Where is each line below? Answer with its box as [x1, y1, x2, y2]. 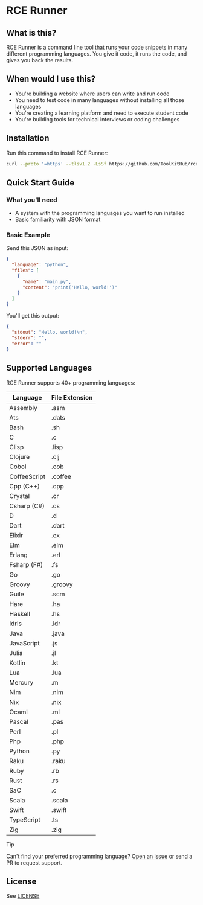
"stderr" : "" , [11, 335, 47, 341]
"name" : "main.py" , [22, 278, 71, 284]
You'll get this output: [6, 312, 59, 319]
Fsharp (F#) [9, 560, 43, 569]
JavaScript [9, 639, 40, 647]
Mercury [9, 678, 34, 686]
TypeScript [9, 816, 40, 824]
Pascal [9, 717, 28, 726]
